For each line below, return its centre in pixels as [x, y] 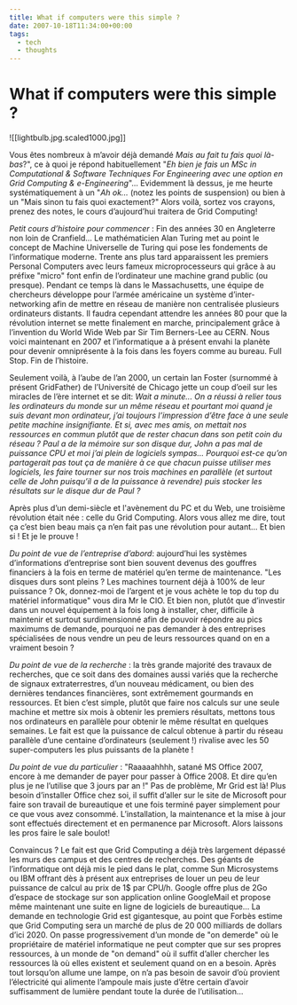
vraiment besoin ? [42, 648]
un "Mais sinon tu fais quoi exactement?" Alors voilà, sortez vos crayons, [142, 202]
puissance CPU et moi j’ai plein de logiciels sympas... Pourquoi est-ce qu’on [148, 453]
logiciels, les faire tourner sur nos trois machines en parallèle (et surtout [141, 472]
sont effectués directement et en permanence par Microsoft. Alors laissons [146, 824]
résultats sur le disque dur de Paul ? [75, 491]
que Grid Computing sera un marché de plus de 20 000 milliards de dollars [146, 926]
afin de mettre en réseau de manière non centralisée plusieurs [166, 304]
